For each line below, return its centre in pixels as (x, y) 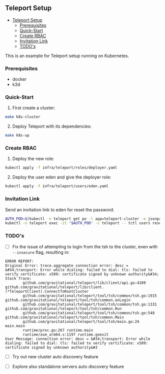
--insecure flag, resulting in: (41, 252)
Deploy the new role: (33, 159)
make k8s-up (17, 136)
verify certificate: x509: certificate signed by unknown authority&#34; (82, 274)
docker (19, 79)
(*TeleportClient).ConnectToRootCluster (47, 291)
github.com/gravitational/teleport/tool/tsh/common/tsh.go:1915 (90, 296)
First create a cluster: (34, 108)
